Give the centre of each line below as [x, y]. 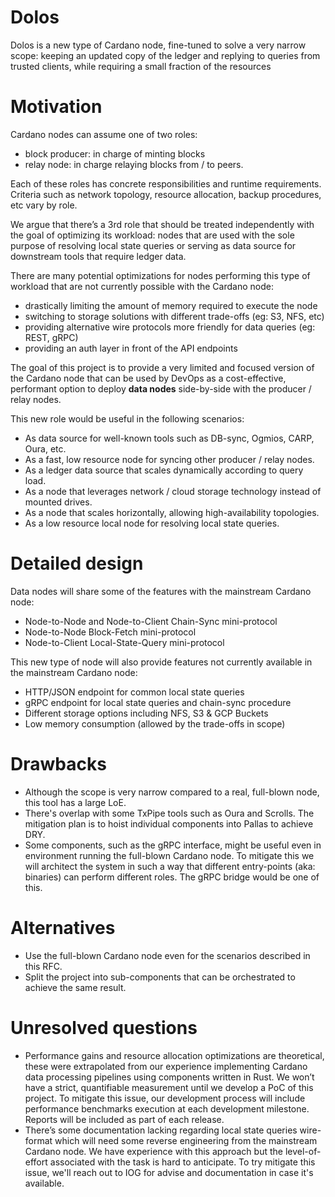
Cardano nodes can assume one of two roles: [104, 134]
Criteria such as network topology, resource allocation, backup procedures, [166, 194]
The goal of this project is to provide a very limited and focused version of [162, 367]
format [38, 1140]
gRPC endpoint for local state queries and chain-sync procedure [158, 702]
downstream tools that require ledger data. [98, 256]
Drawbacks [58, 764]
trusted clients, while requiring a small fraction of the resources [141, 66]
